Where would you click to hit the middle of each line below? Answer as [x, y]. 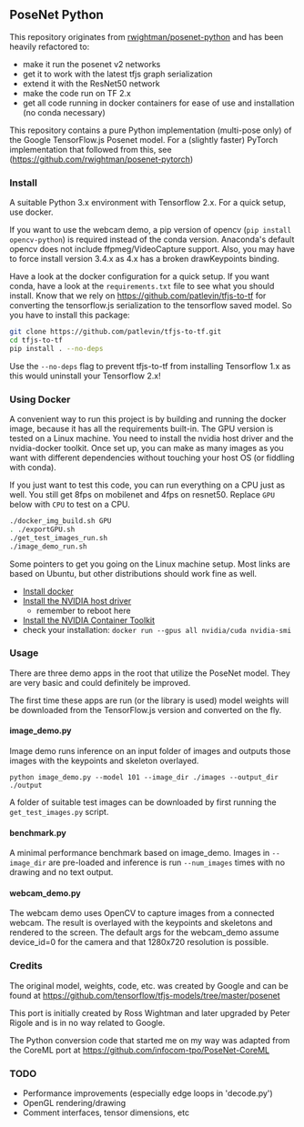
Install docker [48, 591]
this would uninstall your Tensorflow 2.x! [85, 376]
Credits [26, 966]
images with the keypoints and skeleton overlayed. [104, 761]
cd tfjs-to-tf [36, 340]
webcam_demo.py [46, 893]
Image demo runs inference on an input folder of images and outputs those [150, 751]
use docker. [31, 212]
